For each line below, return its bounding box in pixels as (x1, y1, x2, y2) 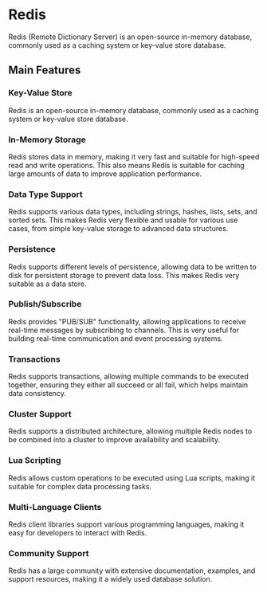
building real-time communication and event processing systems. (8, 333, 223, 343)
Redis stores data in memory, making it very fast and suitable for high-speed (8, 151, 260, 161)
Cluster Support (8, 409, 72, 420)
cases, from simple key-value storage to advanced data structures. (8, 224, 229, 233)
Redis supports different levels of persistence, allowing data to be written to (8, 261, 257, 272)
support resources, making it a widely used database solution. (8, 574, 213, 584)
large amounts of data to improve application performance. (8, 169, 202, 178)
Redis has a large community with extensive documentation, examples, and (8, 566, 256, 575)
